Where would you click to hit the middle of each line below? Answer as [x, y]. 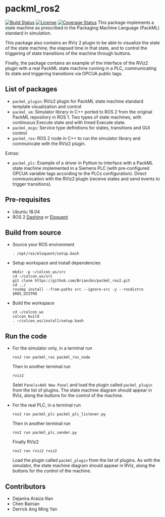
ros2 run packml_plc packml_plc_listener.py [59, 414]
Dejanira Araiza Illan [33, 498]
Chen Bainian [26, 504]
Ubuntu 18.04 [26, 212]
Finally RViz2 [26, 442]
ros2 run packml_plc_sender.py [45, 433]
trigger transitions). [32, 184]
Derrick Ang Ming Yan [35, 509]
